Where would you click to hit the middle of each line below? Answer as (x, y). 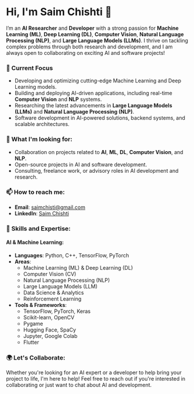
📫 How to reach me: (36, 192)
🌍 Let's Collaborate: (36, 357)
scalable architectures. (42, 124)
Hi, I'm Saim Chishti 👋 (59, 12)
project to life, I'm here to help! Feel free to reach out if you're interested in (96, 379)
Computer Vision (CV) (50, 274)
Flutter (31, 342)
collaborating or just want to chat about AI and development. (79, 385)
